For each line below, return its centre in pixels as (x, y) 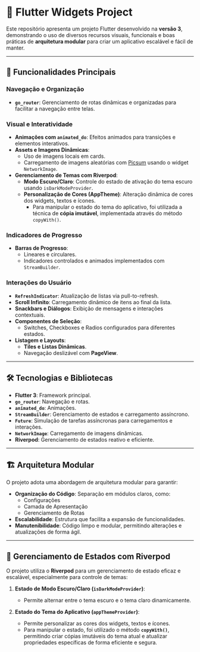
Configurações (42, 500)
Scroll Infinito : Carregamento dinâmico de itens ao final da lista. (93, 302)
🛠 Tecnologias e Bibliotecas (60, 378)
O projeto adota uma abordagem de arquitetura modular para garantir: (92, 482)
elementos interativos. (42, 143)
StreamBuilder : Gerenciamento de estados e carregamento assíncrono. (102, 414)
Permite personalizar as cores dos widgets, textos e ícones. (97, 623)
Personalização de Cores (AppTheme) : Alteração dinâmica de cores (108, 194)
